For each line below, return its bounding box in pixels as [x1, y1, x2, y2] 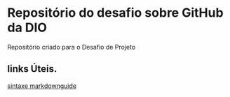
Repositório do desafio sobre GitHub [7, 5, 224, 21]
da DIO [7, 20, 48, 36]
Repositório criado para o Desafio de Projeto [7, 43, 136, 51]
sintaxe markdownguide [7, 82, 77, 90]
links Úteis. [7, 63, 57, 75]
